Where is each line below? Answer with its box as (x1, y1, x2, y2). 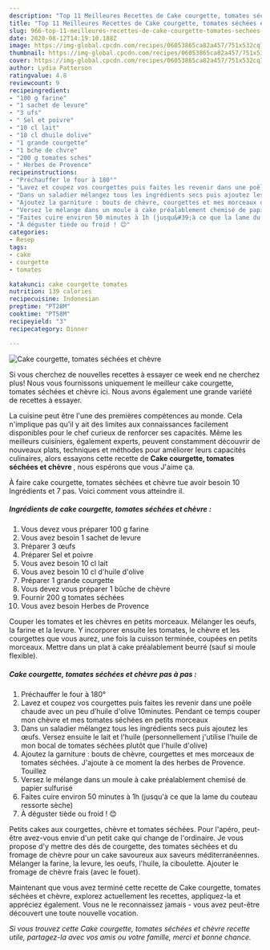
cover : (9, 57, 31, 65)
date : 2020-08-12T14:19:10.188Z (9, 34, 117, 43)
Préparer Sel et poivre (20, 550, 94, 560)
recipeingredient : (9, 86, 71, 95)
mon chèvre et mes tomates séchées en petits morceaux (20, 716, 209, 725)
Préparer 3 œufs (20, 541, 76, 551)
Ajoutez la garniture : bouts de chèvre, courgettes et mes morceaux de (20, 749, 255, 759)
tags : (9, 243, 27, 251)
